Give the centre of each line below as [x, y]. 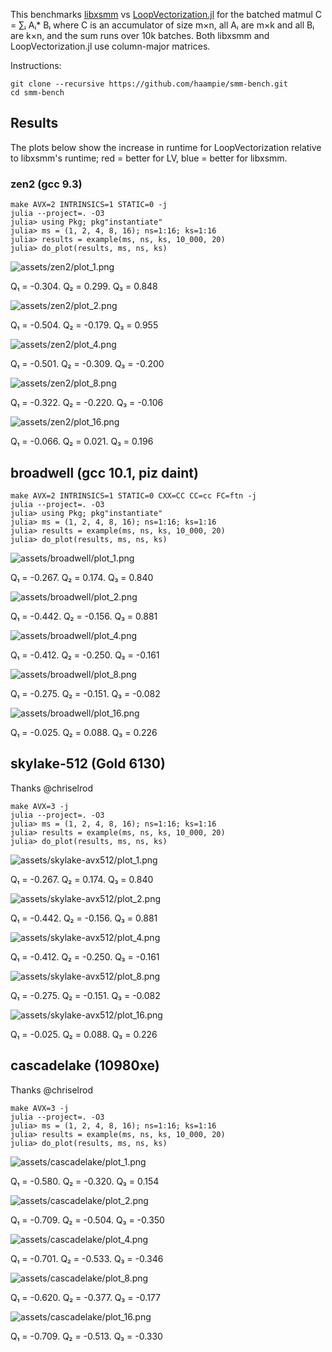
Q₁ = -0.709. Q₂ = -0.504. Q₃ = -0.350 [87, 1220]
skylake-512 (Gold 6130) [88, 764]
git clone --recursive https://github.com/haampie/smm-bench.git [149, 84]
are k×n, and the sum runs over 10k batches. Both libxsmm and [140, 35]
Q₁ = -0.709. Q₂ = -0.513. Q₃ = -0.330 [86, 1336]
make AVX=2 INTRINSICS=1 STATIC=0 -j [89, 205]
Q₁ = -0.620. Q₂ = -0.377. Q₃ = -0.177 [85, 1297]
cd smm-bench [37, 93]
